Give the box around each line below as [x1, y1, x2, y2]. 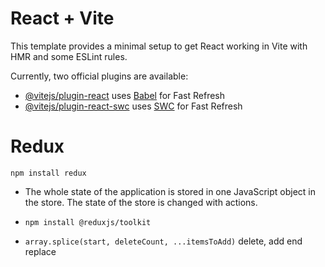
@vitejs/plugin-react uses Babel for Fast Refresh [24, 89, 226, 101]
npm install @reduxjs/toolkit [24, 217, 152, 227]
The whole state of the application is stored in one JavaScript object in [24, 185, 316, 197]
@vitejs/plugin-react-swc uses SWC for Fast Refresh [24, 100, 243, 112]
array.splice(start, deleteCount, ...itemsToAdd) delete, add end [24, 235, 303, 247]
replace [24, 245, 57, 257]
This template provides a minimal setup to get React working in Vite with [10, 40, 308, 52]
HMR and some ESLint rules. [10, 50, 128, 62]
